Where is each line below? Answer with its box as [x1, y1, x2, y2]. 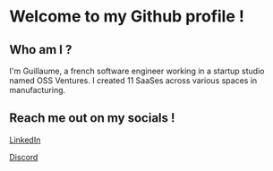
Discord [9, 151, 38, 162]
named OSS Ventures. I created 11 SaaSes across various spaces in [9, 75, 258, 86]
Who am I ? [9, 42, 73, 57]
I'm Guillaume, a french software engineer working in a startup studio [9, 65, 265, 76]
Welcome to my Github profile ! [9, 6, 244, 27]
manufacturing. [9, 85, 66, 95]
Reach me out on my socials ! [9, 110, 175, 126]
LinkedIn [9, 134, 41, 145]
